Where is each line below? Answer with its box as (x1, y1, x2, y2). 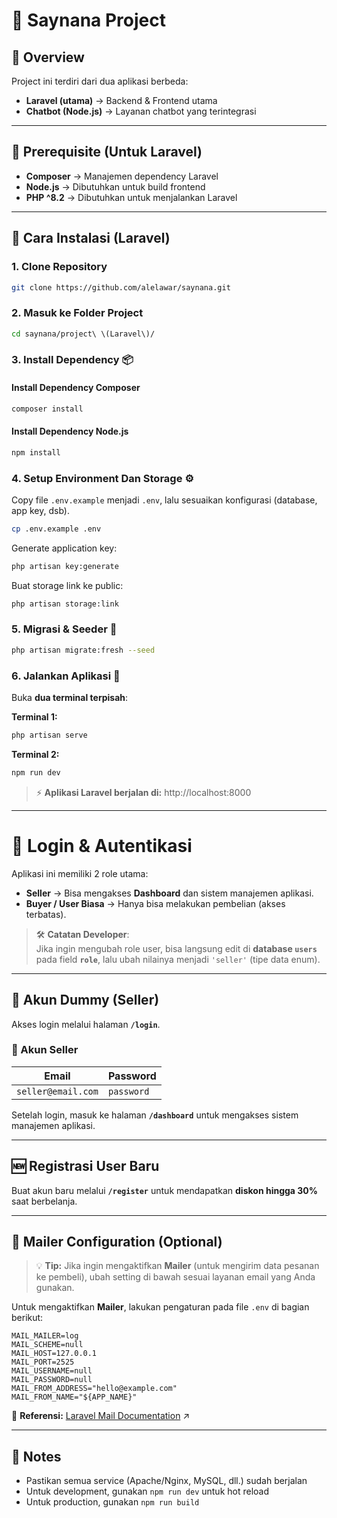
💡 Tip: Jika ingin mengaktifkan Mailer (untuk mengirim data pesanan (35, 1260, 320, 1272)
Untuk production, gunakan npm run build (25, 1496, 200, 1508)
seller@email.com (16, 1085, 99, 1097)
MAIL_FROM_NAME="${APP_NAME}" (11, 1392, 138, 1403)
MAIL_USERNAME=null (11, 1366, 93, 1376)
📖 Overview (11, 49, 85, 66)
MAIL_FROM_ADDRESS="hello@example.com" (11, 1384, 178, 1394)
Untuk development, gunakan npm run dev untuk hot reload (25, 1485, 270, 1498)
